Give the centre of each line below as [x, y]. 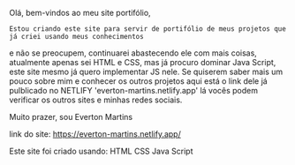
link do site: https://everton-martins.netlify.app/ [95, 134]
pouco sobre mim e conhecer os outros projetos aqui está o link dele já [138, 81]
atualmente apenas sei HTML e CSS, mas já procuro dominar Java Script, [143, 62]
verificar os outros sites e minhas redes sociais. [96, 100]
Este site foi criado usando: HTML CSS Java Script [101, 151]
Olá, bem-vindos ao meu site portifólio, [80, 13]
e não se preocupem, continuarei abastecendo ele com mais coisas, [133, 53]
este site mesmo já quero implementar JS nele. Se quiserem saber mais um [146, 71]
